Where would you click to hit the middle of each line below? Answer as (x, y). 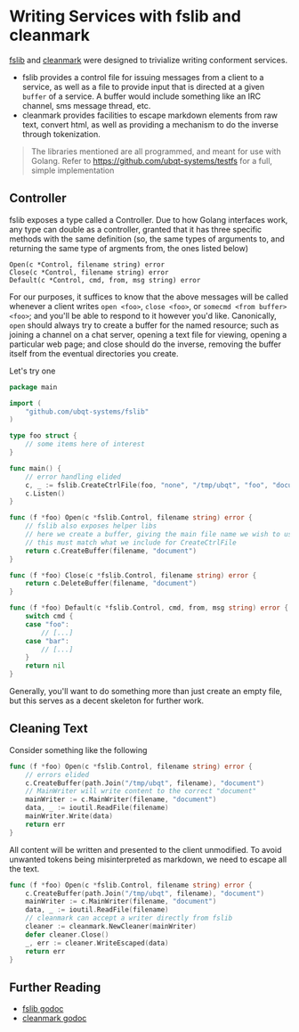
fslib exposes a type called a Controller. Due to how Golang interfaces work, (149, 219)
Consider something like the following (78, 749)
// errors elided (57, 774)
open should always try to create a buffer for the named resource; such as (144, 325)
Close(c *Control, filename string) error (89, 272)
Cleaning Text (48, 729)
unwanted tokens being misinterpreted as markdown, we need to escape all (148, 859)
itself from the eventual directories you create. (94, 353)
